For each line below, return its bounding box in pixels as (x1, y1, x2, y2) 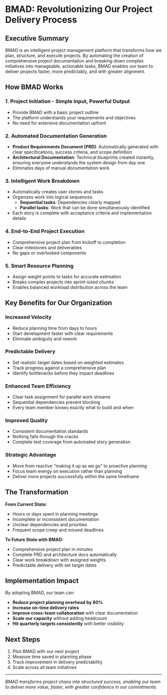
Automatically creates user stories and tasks (12, 189, 103, 195)
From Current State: (5, 501, 47, 507)
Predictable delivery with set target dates (12, 562, 97, 568)
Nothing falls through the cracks (12, 434, 79, 440)
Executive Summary (5, 34, 69, 42)
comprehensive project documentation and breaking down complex (5, 58, 144, 63)
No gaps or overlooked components (12, 250, 86, 256)
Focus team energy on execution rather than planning (12, 468, 123, 474)
